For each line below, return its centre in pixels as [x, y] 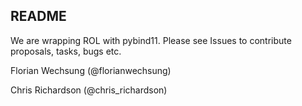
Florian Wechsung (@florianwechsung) [91, 70]
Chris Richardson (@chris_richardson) [89, 90]
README [38, 16]
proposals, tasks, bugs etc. [66, 51]
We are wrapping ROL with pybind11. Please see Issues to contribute [151, 40]
